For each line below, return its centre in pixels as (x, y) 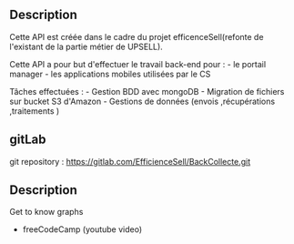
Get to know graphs (46, 212)
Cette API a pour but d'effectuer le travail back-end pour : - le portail (138, 64)
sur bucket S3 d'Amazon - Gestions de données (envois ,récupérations (142, 101)
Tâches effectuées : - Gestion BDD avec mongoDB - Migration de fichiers (147, 91)
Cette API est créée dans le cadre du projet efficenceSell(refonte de (137, 36)
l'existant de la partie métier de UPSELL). (86, 46)
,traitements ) (35, 111)
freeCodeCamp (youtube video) (82, 229)
